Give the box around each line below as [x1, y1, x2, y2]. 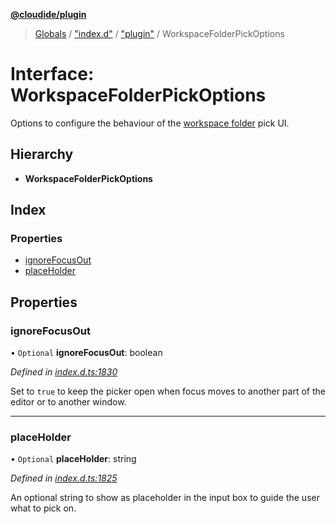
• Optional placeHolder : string [10, 453, 137, 465]
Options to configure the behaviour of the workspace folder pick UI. [10, 117, 290, 129]
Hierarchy [10, 146, 74, 163]
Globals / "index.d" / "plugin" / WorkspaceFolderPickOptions [34, 28, 285, 39]
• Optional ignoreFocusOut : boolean [10, 347, 163, 359]
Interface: [10, 63, 95, 86]
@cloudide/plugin [10, 9, 87, 20]
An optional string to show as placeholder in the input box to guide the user [10, 492, 320, 504]
